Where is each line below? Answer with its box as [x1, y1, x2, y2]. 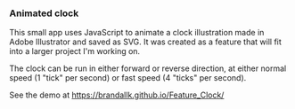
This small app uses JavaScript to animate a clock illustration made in [9, 27, 265, 38]
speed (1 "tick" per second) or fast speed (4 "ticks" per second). [9, 73, 247, 83]
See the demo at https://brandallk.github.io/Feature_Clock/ [9, 90, 225, 100]
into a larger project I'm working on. [9, 46, 141, 57]
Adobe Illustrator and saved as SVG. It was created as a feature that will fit [9, 36, 283, 47]
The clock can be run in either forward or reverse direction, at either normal [9, 63, 287, 74]
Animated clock [9, 7, 79, 19]
